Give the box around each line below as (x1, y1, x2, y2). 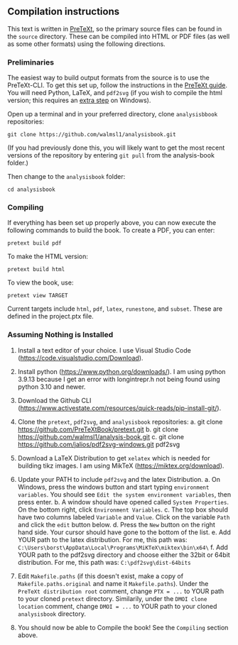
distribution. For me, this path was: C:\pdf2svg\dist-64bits (17, 558, 191, 566)
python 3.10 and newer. (17, 382, 86, 391)
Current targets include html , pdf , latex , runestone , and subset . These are (7, 304, 222, 313)
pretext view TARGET (7, 292, 69, 299)
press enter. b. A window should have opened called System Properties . (17, 497, 229, 506)
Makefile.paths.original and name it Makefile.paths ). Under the (17, 579, 209, 588)
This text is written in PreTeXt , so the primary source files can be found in (7, 24, 222, 33)
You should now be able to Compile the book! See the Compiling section (17, 623, 229, 632)
